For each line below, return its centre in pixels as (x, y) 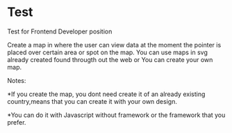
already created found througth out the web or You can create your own (110, 59)
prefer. (17, 122)
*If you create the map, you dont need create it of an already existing (106, 94)
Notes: (17, 80)
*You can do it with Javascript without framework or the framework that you (116, 115)
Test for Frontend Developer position (60, 31)
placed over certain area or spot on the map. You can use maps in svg (108, 52)
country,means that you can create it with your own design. (92, 101)
